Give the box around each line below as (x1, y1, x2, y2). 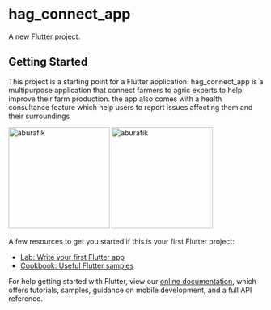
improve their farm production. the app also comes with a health (8, 94, 222, 104)
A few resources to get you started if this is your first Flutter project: (8, 236, 235, 246)
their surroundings (8, 111, 70, 121)
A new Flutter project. (8, 32, 81, 41)
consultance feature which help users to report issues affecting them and (8, 102, 253, 112)
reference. (8, 293, 43, 304)
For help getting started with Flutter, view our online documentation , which (8, 276, 257, 286)
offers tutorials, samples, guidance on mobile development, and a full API (8, 285, 252, 295)
